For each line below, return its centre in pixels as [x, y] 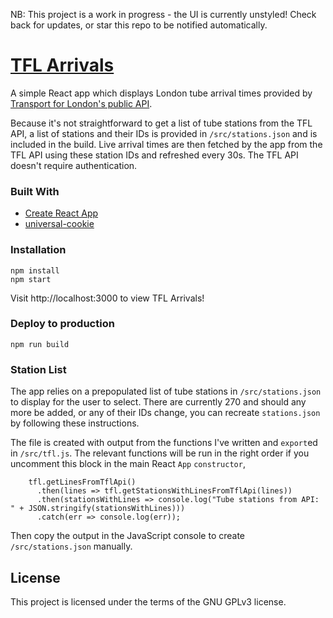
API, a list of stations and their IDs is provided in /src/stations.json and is [164, 133]
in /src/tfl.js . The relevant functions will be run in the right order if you [160, 453]
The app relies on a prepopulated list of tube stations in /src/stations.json [166, 391]
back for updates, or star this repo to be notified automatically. [139, 25]
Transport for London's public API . [81, 103]
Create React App [61, 213]
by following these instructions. [75, 423]
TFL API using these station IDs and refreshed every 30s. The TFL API [154, 155]
